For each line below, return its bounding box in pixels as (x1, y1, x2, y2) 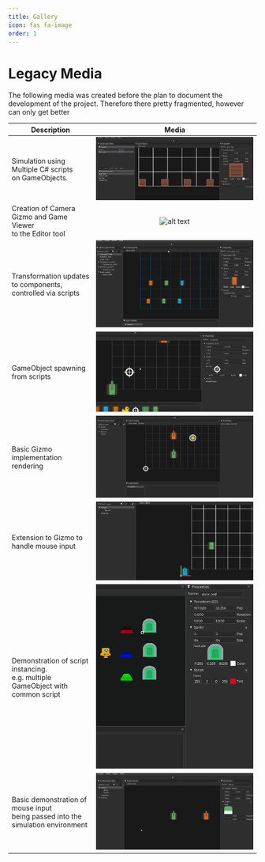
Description (31, 125, 71, 134)
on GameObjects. (11, 172, 69, 182)
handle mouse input (11, 542, 77, 551)
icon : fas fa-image (8, 21, 73, 29)
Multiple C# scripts (11, 164, 73, 174)
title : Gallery (8, 13, 58, 21)
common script (11, 689, 61, 699)
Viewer (11, 221, 35, 230)
